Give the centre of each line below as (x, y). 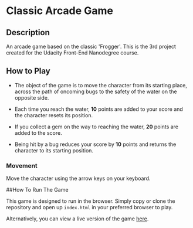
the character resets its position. (53, 115)
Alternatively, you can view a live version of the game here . (77, 219)
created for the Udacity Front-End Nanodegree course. (72, 53)
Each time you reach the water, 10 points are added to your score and (99, 109)
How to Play (28, 71)
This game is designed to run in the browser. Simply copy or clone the (91, 201)
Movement (22, 165)
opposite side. (32, 97)
